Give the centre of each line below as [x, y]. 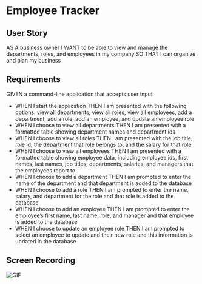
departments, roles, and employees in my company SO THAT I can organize [101, 54]
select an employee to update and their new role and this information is [104, 235]
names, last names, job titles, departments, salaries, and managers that [104, 164]
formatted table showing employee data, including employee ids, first [102, 157]
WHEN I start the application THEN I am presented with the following [101, 106]
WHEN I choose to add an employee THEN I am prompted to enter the [102, 209]
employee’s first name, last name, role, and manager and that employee [104, 215]
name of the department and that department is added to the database [103, 183]
